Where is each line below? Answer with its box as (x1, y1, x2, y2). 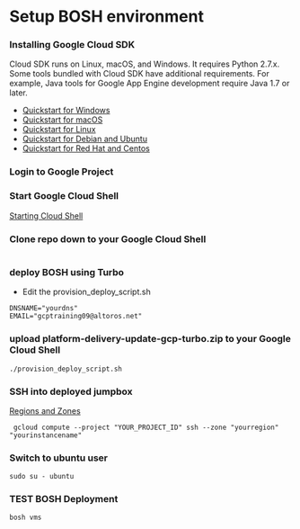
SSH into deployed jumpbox (9, 385, 133, 398)
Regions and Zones (9, 405, 81, 416)
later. (9, 87, 29, 98)
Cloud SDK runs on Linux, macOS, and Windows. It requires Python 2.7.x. (9, 58, 280, 69)
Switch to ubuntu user (9, 452, 108, 464)
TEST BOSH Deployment (9, 493, 119, 506)
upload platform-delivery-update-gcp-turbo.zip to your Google (9, 333, 292, 345)
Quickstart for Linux (22, 124, 96, 135)
